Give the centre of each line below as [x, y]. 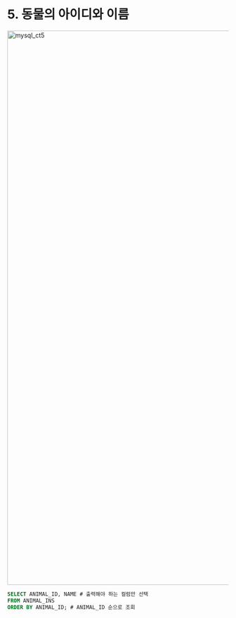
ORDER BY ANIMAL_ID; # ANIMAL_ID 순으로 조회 [71, 607]
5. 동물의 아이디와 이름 [68, 14]
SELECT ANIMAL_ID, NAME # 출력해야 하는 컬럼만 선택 [78, 594]
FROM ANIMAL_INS [31, 600]
